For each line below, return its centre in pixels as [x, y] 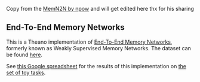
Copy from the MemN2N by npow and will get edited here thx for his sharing [100, 9]
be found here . [24, 54]
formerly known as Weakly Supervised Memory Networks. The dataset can [99, 48]
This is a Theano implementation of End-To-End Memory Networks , [89, 42]
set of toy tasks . [26, 72]
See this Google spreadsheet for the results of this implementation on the [96, 66]
